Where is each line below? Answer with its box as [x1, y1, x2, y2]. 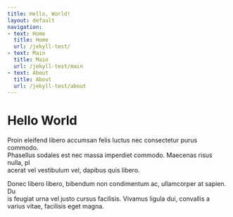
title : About [13, 75, 52, 83]
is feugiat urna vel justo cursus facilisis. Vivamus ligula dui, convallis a [7, 194, 210, 203]
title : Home [13, 37, 49, 44]
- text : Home [7, 30, 46, 37]
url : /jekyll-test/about [13, 82, 87, 89]
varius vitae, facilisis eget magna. [7, 202, 104, 211]
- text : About [7, 69, 49, 76]
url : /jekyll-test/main [13, 63, 83, 70]
